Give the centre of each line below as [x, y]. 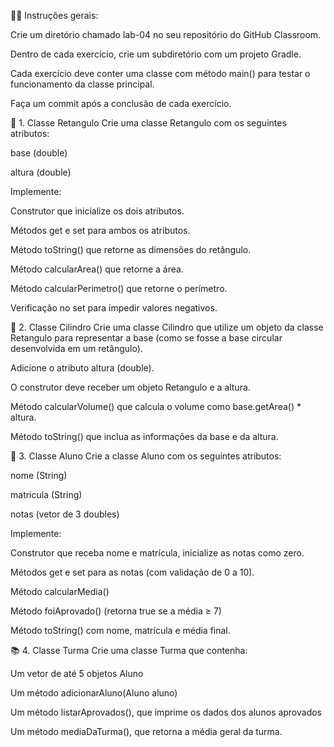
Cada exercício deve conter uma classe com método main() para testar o [160, 73]
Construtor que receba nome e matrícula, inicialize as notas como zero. [157, 553]
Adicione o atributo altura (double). [82, 368]
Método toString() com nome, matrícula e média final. [120, 630]
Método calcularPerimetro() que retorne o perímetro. [119, 288]
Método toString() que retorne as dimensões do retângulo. [131, 249]
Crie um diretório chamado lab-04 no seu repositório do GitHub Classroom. [166, 34]
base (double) [39, 153]
